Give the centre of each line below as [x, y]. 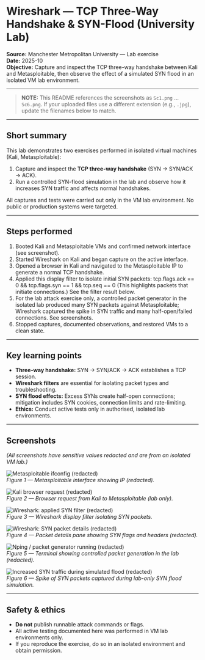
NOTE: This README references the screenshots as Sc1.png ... [100, 97]
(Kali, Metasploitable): [34, 156]
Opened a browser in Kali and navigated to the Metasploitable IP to [99, 266]
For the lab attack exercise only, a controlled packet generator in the [101, 298]
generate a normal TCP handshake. [59, 272]
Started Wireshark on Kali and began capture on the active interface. [101, 259]
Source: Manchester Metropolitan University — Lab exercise [82, 54]
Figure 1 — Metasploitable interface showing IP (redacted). [80, 480]
